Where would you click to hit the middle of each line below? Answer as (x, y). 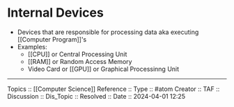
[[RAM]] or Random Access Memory (80, 61)
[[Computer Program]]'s (52, 39)
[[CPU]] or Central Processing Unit (77, 54)
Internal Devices (56, 13)
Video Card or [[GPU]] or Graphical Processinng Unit (103, 69)
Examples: (32, 47)
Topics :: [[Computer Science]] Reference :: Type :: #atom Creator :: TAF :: (114, 89)
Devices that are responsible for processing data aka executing (108, 32)
